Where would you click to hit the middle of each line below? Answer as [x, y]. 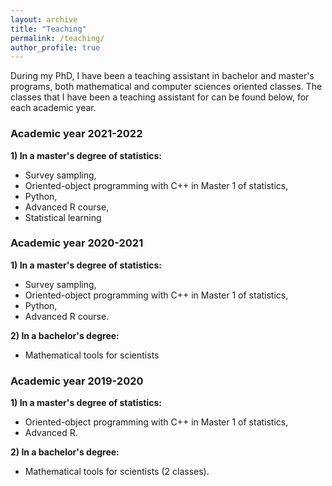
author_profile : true [55, 47]
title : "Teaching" [48, 29]
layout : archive [44, 19]
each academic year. [53, 108]
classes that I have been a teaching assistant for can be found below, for [160, 97]
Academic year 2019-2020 [77, 381]
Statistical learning [63, 217]
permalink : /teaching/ [57, 38]
